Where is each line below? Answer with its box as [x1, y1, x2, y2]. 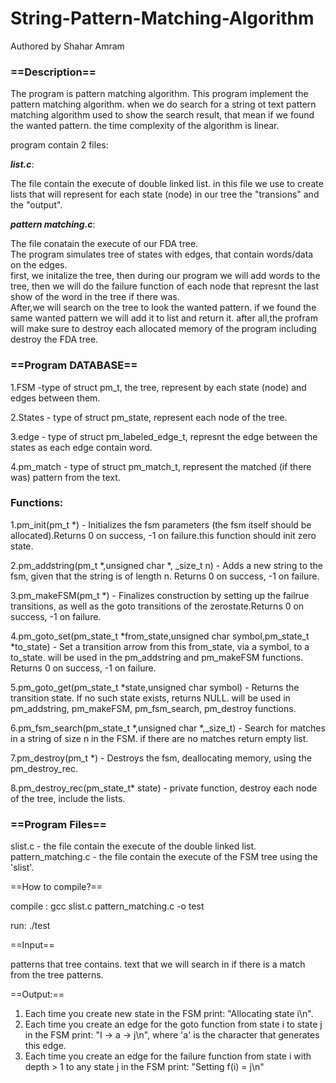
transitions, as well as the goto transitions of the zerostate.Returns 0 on [10, 600, 305, 612]
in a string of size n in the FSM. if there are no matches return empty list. [10, 732, 309, 744]
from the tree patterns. [10, 969, 104, 981]
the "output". [10, 199, 63, 211]
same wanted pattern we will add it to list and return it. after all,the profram [10, 312, 318, 324]
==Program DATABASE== [10, 358, 138, 372]
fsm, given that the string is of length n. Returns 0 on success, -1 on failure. [10, 570, 320, 582]
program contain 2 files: [10, 139, 109, 151]
